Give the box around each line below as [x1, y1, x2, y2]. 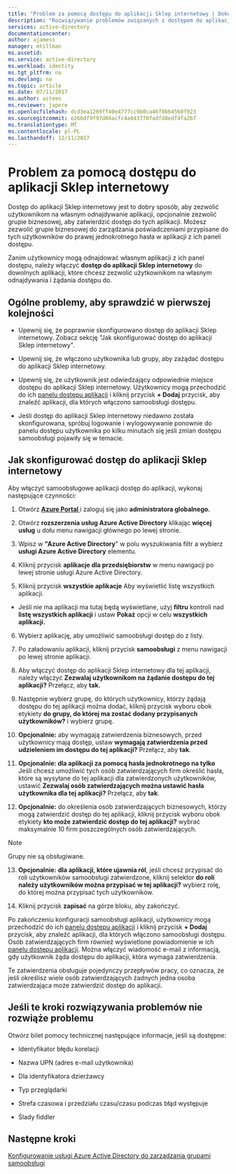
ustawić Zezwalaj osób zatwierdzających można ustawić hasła [18, 781, 204, 790]
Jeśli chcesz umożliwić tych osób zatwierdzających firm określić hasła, [18, 766, 224, 774]
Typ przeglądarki [18, 1086, 67, 1094]
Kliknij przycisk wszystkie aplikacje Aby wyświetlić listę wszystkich [18, 581, 215, 590]
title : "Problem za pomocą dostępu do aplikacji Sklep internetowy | [8, 10, 216, 18]
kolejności [8, 307, 55, 319]
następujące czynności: [8, 491, 76, 499]
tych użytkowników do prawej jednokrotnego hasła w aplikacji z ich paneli [8, 232, 221, 241]
